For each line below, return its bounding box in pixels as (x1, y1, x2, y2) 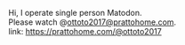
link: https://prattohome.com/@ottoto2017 (8, 26, 162, 36)
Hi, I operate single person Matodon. (8, 8, 143, 18)
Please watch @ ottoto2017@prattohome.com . (8, 17, 177, 27)
